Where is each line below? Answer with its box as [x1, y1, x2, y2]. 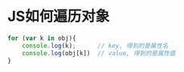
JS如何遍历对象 [7, 7, 110, 26]
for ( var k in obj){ [7, 34, 77, 42]
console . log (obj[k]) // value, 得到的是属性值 [22, 49, 176, 57]
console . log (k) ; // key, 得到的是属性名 [22, 42, 169, 50]
